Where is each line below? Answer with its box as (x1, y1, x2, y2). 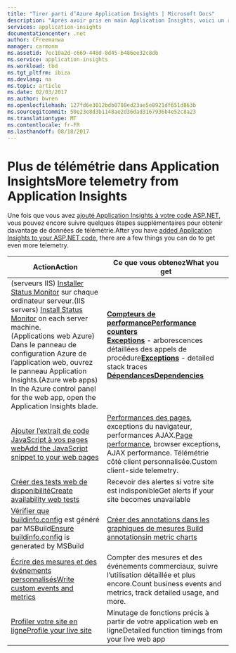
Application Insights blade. (11, 401, 98, 411)
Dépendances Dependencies (106, 370, 204, 380)
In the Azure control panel (11, 384, 96, 394)
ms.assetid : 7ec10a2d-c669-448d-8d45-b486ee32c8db (7, 50, 159, 57)
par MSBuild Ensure (11, 524, 74, 534)
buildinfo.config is (11, 532, 70, 542)
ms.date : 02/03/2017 (7, 89, 68, 96)
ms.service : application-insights (7, 56, 109, 63)
